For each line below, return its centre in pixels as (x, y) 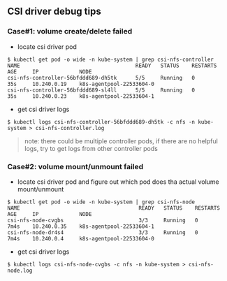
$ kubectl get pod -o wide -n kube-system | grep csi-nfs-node (101, 202)
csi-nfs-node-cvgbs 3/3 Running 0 (103, 220)
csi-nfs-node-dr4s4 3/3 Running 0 (103, 232)
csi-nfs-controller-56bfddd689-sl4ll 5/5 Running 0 (101, 90)
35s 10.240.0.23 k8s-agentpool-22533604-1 (81, 96)
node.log (20, 271)
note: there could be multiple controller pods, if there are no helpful (121, 141)
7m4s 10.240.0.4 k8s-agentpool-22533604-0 (81, 238)
